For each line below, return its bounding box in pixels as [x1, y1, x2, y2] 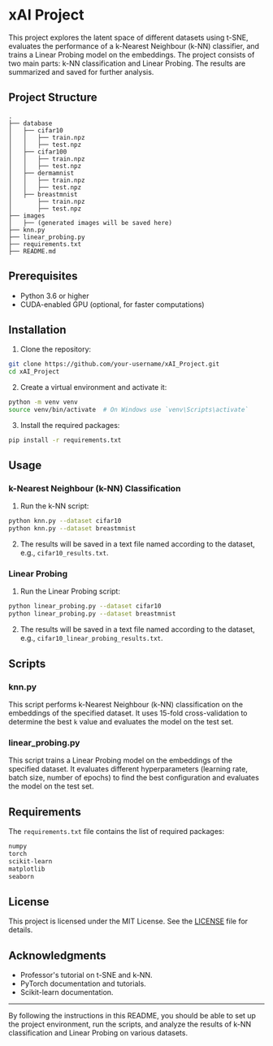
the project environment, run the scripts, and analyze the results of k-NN [8, 1019, 252, 1029]
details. [8, 925, 33, 935]
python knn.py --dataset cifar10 [8, 517, 122, 525]
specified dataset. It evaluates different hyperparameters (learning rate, [8, 764, 248, 774]
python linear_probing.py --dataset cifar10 [8, 603, 162, 611]
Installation [8, 322, 67, 336]
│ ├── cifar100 [8, 148, 67, 156]
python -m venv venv [8, 398, 79, 407]
